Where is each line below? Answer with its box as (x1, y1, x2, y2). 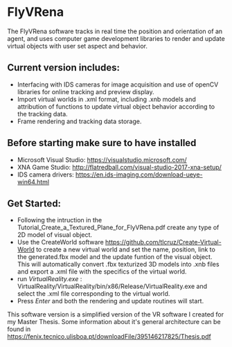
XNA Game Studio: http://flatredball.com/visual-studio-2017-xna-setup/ (17, 163, 222, 171)
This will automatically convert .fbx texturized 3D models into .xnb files (17, 260, 220, 269)
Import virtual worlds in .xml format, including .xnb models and (17, 95, 196, 103)
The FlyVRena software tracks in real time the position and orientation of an (7, 27, 223, 35)
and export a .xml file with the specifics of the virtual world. (17, 267, 187, 276)
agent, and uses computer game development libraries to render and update (7, 34, 225, 42)
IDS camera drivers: (17, 170, 74, 179)
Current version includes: (7, 62, 120, 73)
